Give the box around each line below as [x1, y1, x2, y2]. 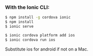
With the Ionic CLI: [5, 4, 50, 11]
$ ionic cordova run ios [5, 37, 56, 42]
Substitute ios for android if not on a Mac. [5, 46, 89, 52]
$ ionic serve [5, 24, 34, 29]
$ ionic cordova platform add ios [5, 33, 75, 37]
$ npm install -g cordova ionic [5, 15, 71, 20]
